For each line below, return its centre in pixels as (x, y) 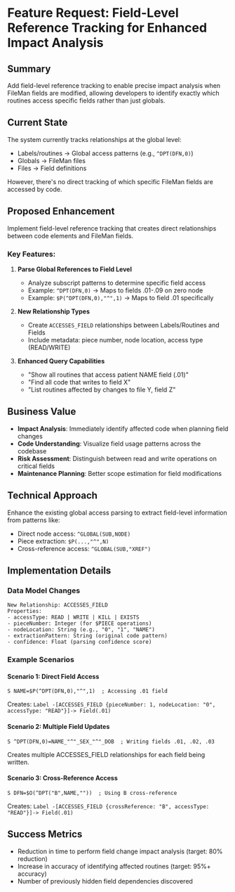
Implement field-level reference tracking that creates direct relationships (112, 228)
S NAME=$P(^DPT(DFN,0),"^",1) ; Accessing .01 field (88, 691)
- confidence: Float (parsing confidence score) (80, 642)
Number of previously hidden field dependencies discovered (105, 881)
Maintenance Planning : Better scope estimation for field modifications (120, 473)
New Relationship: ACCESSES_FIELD (58, 605)
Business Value (42, 412)
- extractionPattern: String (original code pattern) (88, 636)
